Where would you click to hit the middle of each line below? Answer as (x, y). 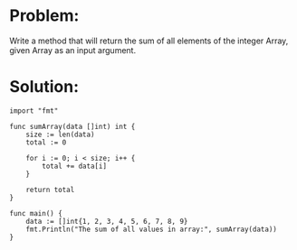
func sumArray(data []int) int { (72, 126)
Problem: (44, 16)
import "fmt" (34, 111)
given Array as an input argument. (73, 50)
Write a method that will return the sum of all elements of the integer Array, (149, 41)
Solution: (44, 87)
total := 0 (46, 142)
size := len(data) (60, 134)
